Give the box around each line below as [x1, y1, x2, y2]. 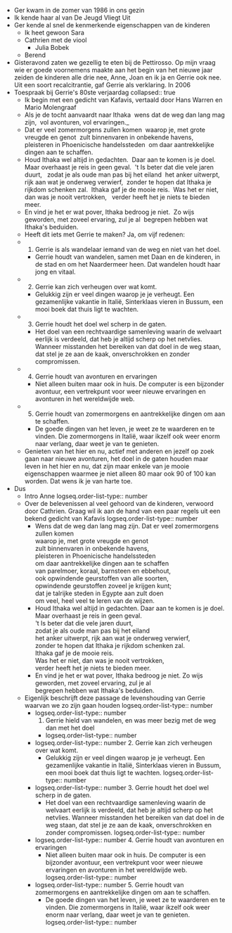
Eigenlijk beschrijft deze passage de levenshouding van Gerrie [24, 694, 206, 702]
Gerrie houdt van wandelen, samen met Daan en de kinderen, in [34, 253, 220, 261]
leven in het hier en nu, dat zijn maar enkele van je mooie [24, 462, 190, 470]
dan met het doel [45, 724, 95, 732]
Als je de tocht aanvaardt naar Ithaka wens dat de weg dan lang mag [24, 110, 225, 119]
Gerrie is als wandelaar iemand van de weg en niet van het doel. [34, 246, 221, 253]
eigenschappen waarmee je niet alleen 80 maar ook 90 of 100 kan [24, 469, 217, 478]
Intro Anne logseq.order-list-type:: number [24, 492, 148, 500]
